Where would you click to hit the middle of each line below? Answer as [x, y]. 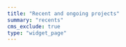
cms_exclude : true [34, 26]
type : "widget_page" [37, 33]
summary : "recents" [36, 20]
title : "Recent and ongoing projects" [63, 13]
